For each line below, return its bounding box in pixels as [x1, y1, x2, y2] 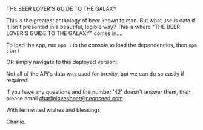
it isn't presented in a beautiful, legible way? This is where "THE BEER [6, 24, 181, 30]
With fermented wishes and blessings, [6, 106, 102, 114]
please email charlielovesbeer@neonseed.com [6, 95, 123, 102]
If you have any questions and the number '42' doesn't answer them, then [6, 88, 191, 96]
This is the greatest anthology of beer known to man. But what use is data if [6, 17, 196, 24]
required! [6, 77, 29, 83]
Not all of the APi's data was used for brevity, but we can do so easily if [6, 70, 185, 77]
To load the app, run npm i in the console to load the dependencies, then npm [6, 42, 197, 48]
